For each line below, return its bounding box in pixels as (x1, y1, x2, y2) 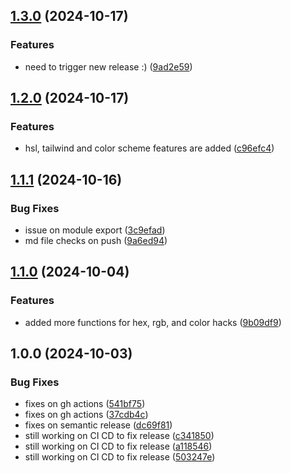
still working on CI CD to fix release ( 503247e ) (24, 451, 216, 463)
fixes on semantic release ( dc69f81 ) (24, 419, 173, 431)
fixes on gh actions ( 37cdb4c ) (24, 409, 149, 421)
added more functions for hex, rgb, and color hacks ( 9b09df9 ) (24, 316, 282, 328)
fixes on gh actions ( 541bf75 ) (24, 398, 146, 410)
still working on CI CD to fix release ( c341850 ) (24, 430, 215, 442)
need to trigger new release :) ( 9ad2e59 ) (24, 60, 193, 73)
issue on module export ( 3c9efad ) (24, 224, 166, 236)
